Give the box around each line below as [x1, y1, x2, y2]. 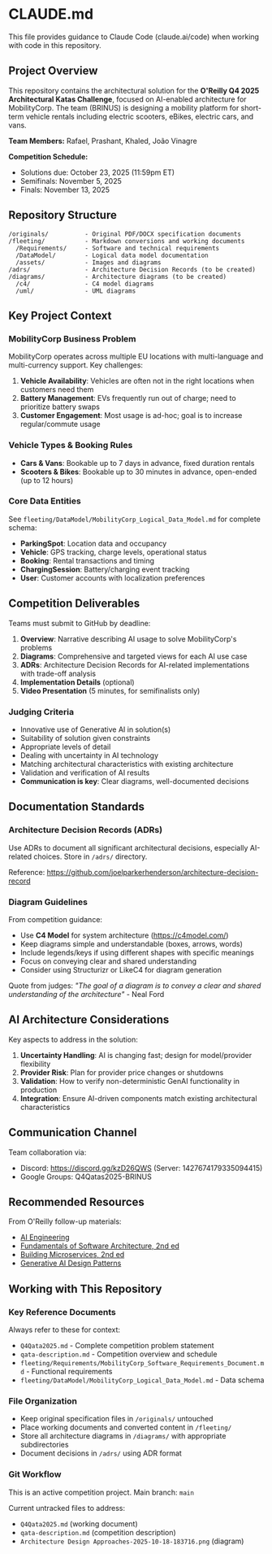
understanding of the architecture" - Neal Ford [8, 989, 165, 999]
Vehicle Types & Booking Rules [8, 440, 133, 451]
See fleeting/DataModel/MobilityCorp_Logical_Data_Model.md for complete [8, 514, 261, 524]
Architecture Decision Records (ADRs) [8, 825, 163, 836]
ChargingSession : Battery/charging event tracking [19, 564, 190, 574]
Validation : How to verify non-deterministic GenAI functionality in [19, 1076, 240, 1086]
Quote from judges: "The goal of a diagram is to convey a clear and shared [8, 981, 261, 990]
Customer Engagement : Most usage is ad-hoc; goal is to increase [19, 411, 243, 420]
